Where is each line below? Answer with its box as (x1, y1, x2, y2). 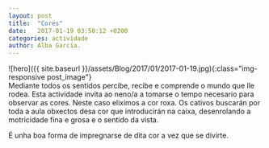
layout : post (8, 11, 53, 20)
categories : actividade (8, 34, 89, 43)
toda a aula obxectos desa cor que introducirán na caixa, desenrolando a (8, 106, 251, 117)
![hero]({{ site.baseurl (8, 64, 81, 73)
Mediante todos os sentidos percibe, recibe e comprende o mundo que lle (8, 81, 254, 91)
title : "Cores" (8, 19, 63, 27)
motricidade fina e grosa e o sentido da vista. (8, 115, 159, 125)
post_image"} (47, 72, 92, 82)
